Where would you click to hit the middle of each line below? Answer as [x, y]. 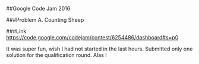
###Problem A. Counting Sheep [45, 20]
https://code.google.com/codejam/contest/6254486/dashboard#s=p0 [92, 37]
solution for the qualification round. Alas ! [56, 55]
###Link [16, 31]
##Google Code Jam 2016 [38, 9]
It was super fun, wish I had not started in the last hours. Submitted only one [99, 49]
